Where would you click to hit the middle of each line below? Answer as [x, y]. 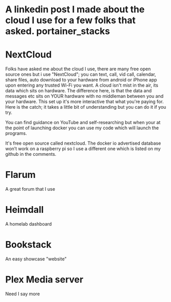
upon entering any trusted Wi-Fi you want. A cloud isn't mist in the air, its [82, 85]
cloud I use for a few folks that [70, 20]
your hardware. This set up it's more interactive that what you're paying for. [84, 102]
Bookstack [29, 245]
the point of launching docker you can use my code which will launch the [82, 128]
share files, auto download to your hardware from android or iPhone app [81, 80]
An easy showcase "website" [36, 259]
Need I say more [22, 294]
